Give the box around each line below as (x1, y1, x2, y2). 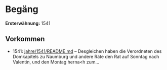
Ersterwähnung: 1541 (5, 20, 51, 26)
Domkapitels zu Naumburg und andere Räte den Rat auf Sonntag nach (12, 53, 159, 59)
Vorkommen (5, 35, 45, 43)
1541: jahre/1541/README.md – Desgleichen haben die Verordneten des (12, 48, 162, 54)
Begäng (5, 4, 39, 15)
